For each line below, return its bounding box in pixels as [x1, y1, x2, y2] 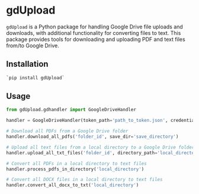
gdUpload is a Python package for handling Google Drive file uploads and [6, 23, 184, 30]
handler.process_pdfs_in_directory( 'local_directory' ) [6, 166, 145, 172]
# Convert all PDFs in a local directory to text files [6, 160, 147, 166]
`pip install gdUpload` [6, 75, 65, 80]
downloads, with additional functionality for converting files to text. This [6, 29, 181, 36]
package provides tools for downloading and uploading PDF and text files [6, 35, 185, 43]
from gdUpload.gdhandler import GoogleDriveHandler [6, 107, 136, 113]
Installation [6, 59, 49, 69]
